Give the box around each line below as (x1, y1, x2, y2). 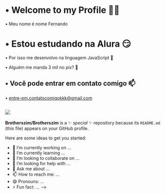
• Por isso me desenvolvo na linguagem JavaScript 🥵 (5, 55, 114, 61)
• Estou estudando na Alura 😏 (5, 38, 131, 50)
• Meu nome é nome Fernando (5, 21, 68, 27)
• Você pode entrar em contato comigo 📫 (5, 79, 136, 88)
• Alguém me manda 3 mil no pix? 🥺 (5, 64, 78, 70)
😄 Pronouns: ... (12, 178, 45, 184)
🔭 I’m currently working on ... (12, 144, 71, 150)
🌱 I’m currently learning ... (12, 150, 65, 156)
